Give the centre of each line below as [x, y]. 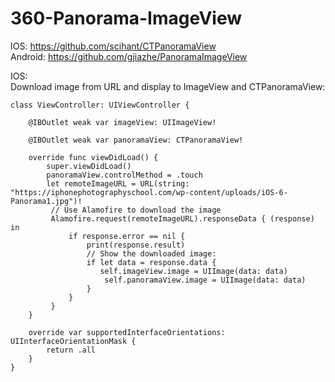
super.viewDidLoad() [89, 166]
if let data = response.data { [151, 262]
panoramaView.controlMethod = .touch [124, 175]
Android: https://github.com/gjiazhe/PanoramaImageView [129, 56]
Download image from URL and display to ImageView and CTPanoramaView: [168, 86]
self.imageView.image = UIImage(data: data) [193, 271]
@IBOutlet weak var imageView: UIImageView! [122, 122]
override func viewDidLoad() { [93, 157]
